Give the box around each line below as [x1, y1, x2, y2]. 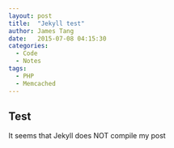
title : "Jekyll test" [8, 19, 85, 27]
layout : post [8, 11, 53, 20]
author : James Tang [8, 27, 74, 35]
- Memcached [15, 79, 57, 87]
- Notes [15, 57, 42, 66]
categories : [8, 42, 49, 50]
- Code [15, 49, 38, 57]
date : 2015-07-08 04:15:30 [8, 34, 107, 43]
